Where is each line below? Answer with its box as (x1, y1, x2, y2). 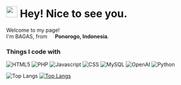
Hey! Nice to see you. (20, 7, 128, 21)
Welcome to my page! (6, 27, 60, 34)
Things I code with (6, 47, 61, 55)
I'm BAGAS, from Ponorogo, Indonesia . (6, 32, 109, 40)
